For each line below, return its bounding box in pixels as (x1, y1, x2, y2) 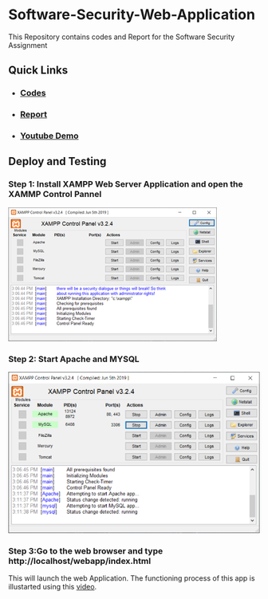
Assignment (8, 40, 48, 49)
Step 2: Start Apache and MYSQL (8, 353, 140, 365)
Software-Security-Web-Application (8, 6, 255, 24)
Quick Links (8, 64, 69, 77)
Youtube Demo (19, 130, 79, 141)
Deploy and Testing (8, 155, 107, 168)
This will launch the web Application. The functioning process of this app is (8, 573, 255, 583)
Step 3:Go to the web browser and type (8, 545, 164, 556)
